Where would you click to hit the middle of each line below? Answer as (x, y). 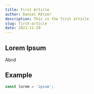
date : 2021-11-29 (23, 28)
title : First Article (27, 10)
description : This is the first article (47, 19)
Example (19, 75)
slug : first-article (26, 23)
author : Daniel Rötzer (28, 14)
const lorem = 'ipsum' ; (30, 87)
